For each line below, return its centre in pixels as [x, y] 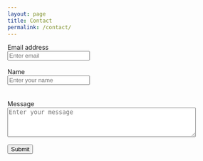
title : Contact [30, 21]
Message [21, 104]
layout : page [27, 14]
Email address [28, 48]
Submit [20, 149]
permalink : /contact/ [40, 27]
